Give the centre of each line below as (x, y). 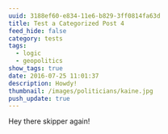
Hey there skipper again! (49, 121)
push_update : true (39, 98)
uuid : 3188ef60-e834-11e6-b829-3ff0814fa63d (84, 16)
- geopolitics (39, 61)
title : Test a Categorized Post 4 (67, 23)
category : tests (36, 38)
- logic (29, 53)
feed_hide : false (38, 31)
